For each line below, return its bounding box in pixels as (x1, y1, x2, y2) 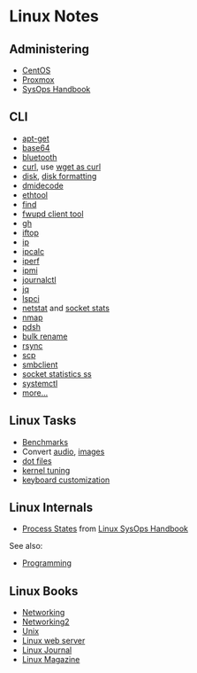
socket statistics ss (21, 368, 92, 379)
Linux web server (21, 636, 86, 646)
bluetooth (21, 152, 57, 162)
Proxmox (21, 74, 55, 85)
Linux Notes (9, 6, 100, 27)
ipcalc (21, 246, 45, 256)
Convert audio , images (21, 446, 105, 457)
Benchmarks (21, 436, 69, 447)
